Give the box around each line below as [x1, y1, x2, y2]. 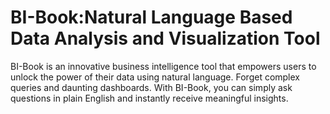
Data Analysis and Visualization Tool [10, 27, 321, 50]
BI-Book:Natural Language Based [10, 6, 293, 29]
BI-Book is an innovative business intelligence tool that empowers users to [10, 60, 317, 72]
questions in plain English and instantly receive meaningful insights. [10, 92, 289, 104]
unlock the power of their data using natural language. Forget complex [10, 71, 301, 83]
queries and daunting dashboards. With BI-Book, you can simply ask [10, 81, 293, 93]
